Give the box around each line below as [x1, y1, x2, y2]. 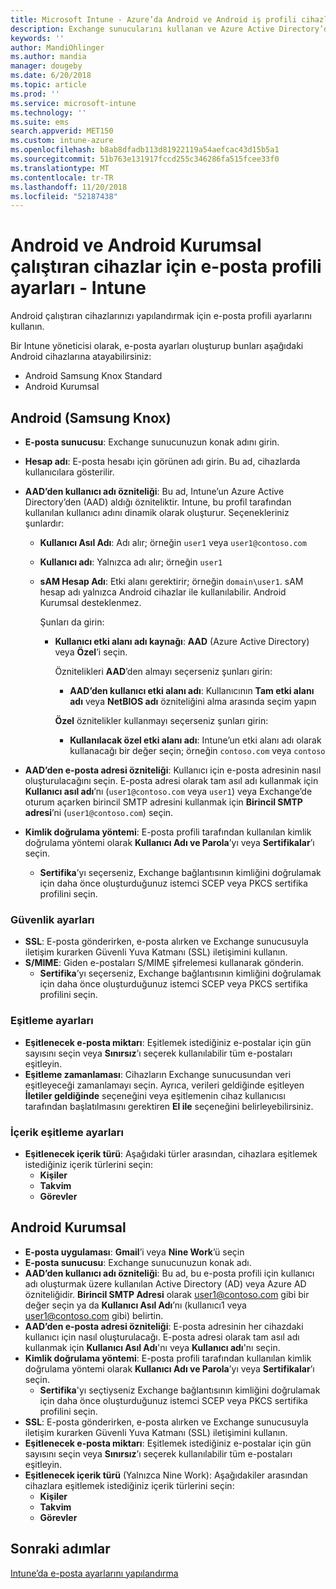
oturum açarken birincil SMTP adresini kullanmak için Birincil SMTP [24, 796, 303, 808]
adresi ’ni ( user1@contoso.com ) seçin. [24, 807, 174, 818]
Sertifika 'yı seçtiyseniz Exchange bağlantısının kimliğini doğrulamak [39, 1384, 321, 1396]
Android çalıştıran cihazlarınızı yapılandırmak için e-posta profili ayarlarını [10, 310, 312, 322]
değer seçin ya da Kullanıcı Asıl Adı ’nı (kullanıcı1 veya [24, 1299, 247, 1311]
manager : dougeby [10, 61, 83, 71]
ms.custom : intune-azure [10, 136, 114, 146]
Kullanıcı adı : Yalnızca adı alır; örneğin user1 [39, 556, 223, 568]
